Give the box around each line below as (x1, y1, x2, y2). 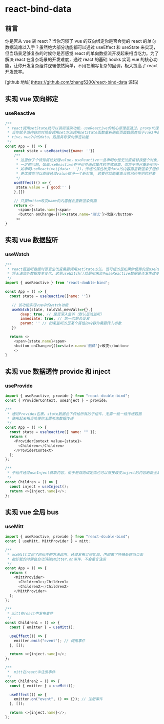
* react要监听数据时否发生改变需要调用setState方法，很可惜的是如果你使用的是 (7, 266, 149, 272)
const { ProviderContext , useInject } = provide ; (5, 398, 108, 403)
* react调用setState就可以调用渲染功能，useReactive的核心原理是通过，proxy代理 (7, 126, 159, 130)
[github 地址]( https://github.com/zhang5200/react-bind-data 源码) (5, 79, 139, 85)
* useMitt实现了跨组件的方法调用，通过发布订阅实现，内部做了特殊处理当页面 (7, 552, 143, 557)
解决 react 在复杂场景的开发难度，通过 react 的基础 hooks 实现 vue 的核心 (5, 56, 154, 62)
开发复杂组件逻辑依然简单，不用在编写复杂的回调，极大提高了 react (21, 63, 158, 68)
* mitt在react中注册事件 (7, 670, 56, 674)
